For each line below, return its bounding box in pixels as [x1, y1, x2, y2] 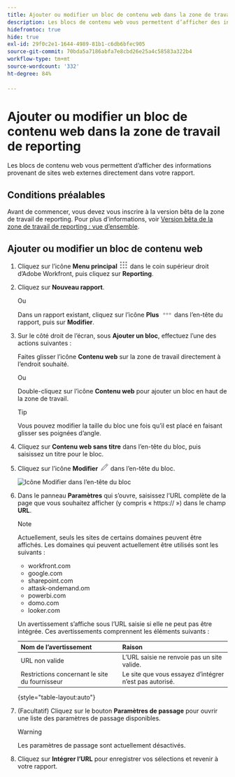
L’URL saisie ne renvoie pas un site [122, 653, 222, 661]
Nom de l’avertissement [20, 643, 92, 651]
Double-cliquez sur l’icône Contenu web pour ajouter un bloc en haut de [17, 387, 227, 395]
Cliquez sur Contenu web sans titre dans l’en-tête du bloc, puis [17, 442, 201, 451]
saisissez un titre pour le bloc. [17, 450, 104, 458]
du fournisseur [20, 678, 63, 686]
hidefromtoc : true [7, 26, 61, 33]
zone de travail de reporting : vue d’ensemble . [7, 222, 140, 231]
